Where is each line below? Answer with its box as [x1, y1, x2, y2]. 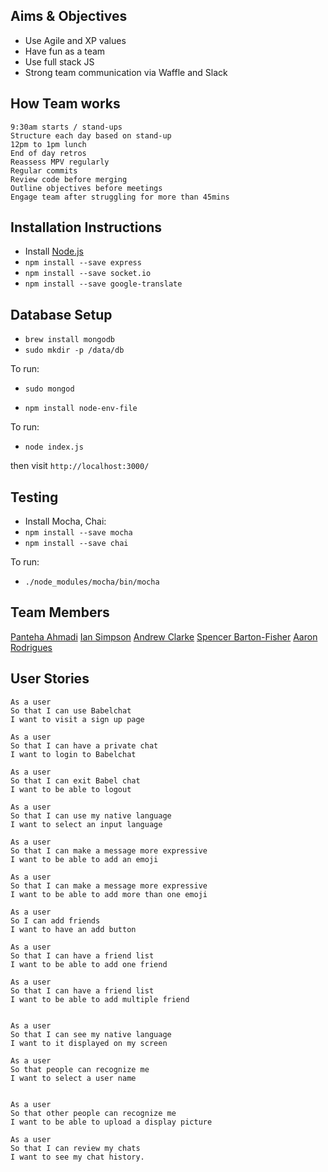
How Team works [10, 95, 121, 113]
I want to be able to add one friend [10, 959, 168, 969]
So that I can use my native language [10, 810, 172, 821]
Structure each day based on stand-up [10, 130, 172, 141]
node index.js [24, 442, 84, 453]
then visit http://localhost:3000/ [10, 460, 150, 472]
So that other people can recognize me [10, 1108, 177, 1118]
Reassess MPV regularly [10, 157, 110, 167]
